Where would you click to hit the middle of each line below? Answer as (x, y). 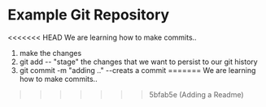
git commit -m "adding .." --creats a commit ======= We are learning (137, 70)
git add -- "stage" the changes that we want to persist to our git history (138, 62)
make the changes (50, 53)
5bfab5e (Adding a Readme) (197, 94)
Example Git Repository (89, 15)
